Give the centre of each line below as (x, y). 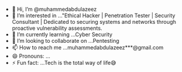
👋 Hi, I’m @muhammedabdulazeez (54, 9)
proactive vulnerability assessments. (57, 28)
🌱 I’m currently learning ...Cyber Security (62, 35)
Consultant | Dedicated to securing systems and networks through (94, 22)
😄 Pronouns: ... (31, 56)
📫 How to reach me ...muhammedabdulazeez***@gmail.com (87, 47)
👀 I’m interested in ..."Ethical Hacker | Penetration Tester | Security (93, 15)
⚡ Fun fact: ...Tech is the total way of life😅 (64, 63)
